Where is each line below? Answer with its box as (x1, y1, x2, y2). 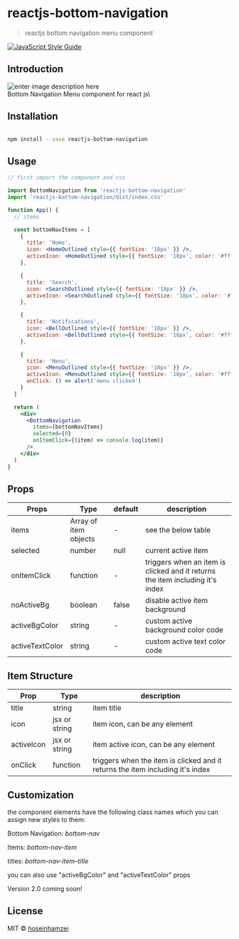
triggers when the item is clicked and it (92, 756, 222, 766)
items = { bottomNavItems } (33, 423, 103, 431)
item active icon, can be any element (92, 740, 216, 750)
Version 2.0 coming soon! (7, 884, 83, 893)
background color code (145, 625, 224, 635)
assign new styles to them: (7, 815, 86, 823)
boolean (70, 600, 97, 610)
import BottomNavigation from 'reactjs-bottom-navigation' (7, 187, 186, 194)
